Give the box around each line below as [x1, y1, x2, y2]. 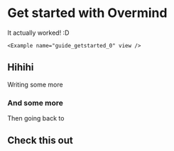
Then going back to [7, 114, 65, 123]
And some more [7, 98, 64, 108]
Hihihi [7, 62, 34, 74]
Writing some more [7, 80, 63, 89]
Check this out [7, 135, 73, 147]
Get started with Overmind [7, 5, 168, 21]
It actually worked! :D [7, 28, 70, 37]
